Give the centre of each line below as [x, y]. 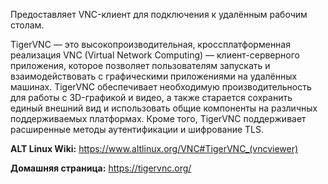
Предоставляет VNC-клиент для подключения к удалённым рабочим [159, 14]
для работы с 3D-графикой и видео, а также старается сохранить [151, 97]
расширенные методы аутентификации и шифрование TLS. [137, 129]
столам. [27, 25]
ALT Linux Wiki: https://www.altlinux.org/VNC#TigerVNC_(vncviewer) [154, 148]
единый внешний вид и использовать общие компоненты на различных [164, 108]
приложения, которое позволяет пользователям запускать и [140, 65]
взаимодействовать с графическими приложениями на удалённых [154, 76]
